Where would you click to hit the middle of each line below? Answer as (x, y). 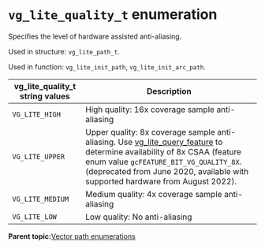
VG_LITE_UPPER (39, 156)
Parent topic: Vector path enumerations (72, 236)
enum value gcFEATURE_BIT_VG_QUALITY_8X (162, 162)
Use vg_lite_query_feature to (170, 142)
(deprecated (108, 171)
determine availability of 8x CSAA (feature (164, 151)
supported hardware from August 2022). (161, 181)
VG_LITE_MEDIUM (41, 199)
